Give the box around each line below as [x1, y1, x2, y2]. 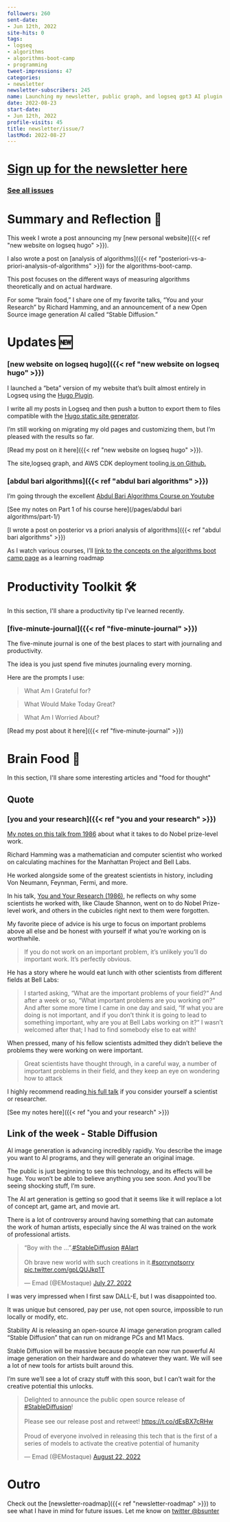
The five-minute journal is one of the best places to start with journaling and [7, 639, 222, 647]
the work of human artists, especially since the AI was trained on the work [7, 1223, 217, 1231]
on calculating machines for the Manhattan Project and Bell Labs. [7, 857, 192, 866]
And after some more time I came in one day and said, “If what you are [23, 1003, 224, 1011]
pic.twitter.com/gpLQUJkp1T [23, 1265, 105, 1274]
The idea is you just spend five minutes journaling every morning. [7, 660, 192, 668]
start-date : [7, 106, 41, 113]
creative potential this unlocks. [7, 1382, 94, 1390]
